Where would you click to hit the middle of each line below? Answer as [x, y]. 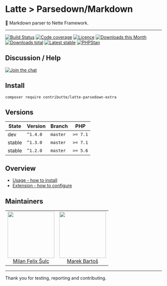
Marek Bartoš [83, 261]
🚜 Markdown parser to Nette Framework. [47, 23]
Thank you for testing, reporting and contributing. [56, 278]
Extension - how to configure [42, 186]
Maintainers [24, 201]
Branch [59, 126]
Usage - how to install [35, 180]
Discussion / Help [33, 58]
